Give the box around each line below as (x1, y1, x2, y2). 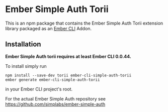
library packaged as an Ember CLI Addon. (5, 25, 92, 31)
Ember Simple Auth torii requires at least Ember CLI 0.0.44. (5, 53, 132, 59)
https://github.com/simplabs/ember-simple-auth (5, 101, 106, 107)
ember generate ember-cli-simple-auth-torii (5, 77, 100, 82)
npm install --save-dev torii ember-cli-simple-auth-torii (5, 73, 132, 78)
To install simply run (5, 63, 47, 69)
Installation (5, 40, 41, 49)
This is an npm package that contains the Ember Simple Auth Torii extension (5, 20, 163, 26)
